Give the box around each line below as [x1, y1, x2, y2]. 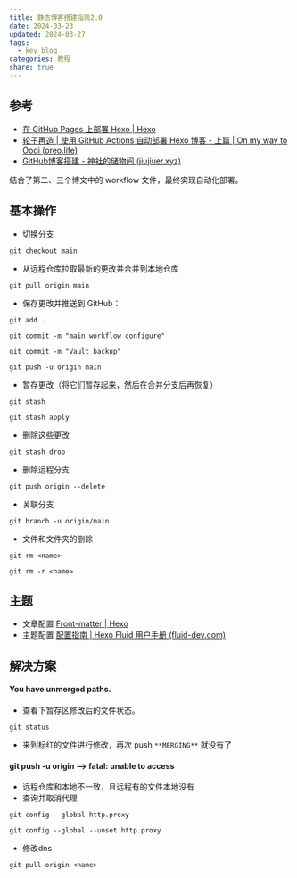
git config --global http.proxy [9, 810, 129, 820]
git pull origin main [9, 280, 90, 290]
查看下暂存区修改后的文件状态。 [21, 705, 140, 715]
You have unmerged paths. [9, 684, 111, 695]
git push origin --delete [9, 481, 105, 491]
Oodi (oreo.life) [21, 145, 78, 155]
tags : [9, 38, 29, 47]
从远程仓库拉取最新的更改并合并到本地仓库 [21, 263, 179, 273]
